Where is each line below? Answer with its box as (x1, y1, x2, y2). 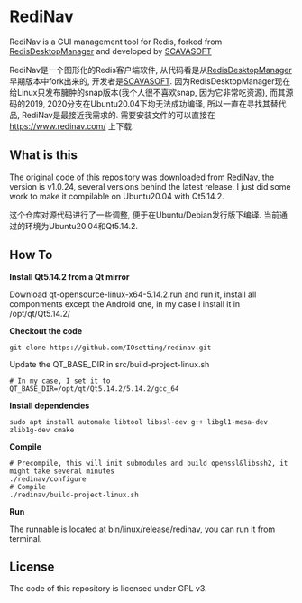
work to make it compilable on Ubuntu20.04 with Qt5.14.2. (9, 190, 224, 201)
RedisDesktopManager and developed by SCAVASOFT (9, 45, 212, 56)
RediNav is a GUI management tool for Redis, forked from (9, 36, 223, 47)
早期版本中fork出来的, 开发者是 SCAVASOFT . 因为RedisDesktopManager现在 (9, 75, 291, 87)
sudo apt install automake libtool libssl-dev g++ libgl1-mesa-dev (9, 417, 269, 426)
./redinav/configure (9, 474, 87, 484)
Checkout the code (9, 325, 83, 336)
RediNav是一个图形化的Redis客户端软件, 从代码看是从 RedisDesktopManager (9, 64, 293, 75)
